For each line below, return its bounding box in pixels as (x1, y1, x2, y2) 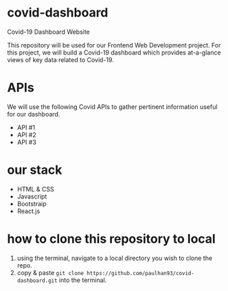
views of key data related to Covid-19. (7, 55, 115, 63)
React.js (16, 207, 41, 215)
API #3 (16, 138, 36, 146)
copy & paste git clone (16, 268, 84, 277)
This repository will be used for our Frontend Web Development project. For (7, 41, 221, 49)
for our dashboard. (7, 110, 60, 118)
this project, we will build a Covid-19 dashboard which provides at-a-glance (7, 48, 221, 57)
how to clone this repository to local (7, 231, 216, 246)
